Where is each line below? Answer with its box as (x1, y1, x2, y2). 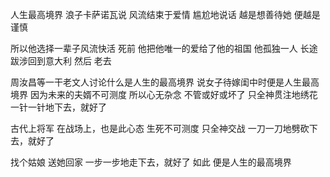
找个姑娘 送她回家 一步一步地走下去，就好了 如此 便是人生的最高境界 (10, 156, 292, 168)
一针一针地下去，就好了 (10, 101, 107, 113)
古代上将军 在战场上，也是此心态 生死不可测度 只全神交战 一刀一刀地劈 (10, 123, 301, 134)
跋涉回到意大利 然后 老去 (10, 55, 112, 67)
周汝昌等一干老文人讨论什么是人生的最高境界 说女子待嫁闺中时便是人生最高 (10, 76, 320, 88)
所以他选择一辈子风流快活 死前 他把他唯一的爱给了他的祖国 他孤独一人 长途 (10, 43, 318, 54)
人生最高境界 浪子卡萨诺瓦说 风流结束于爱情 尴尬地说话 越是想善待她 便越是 (10, 9, 321, 20)
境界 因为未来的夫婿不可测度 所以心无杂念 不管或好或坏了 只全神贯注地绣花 (10, 89, 318, 100)
